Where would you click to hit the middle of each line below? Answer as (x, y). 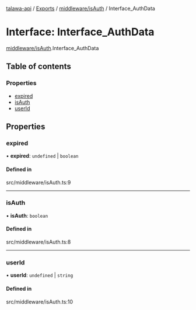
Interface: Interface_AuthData (80, 32)
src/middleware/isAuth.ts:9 (38, 182)
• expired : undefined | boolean (42, 156)
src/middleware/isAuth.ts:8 (38, 242)
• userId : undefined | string (40, 275)
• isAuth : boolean (27, 215)
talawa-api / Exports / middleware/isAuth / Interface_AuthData (81, 8)
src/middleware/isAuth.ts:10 (40, 302)
